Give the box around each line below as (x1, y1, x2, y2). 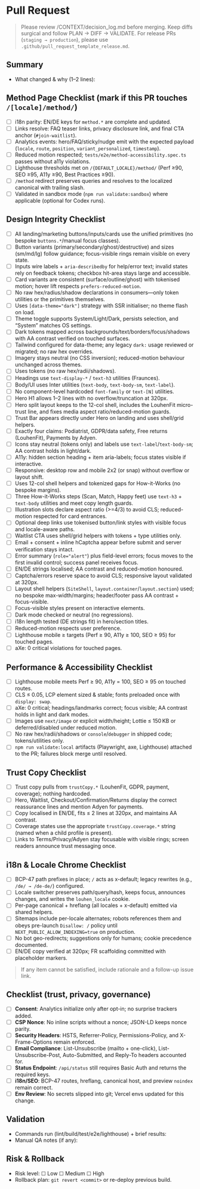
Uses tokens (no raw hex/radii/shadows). (14, 367, 116, 375)
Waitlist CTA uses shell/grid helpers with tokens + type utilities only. (14, 532, 182, 540)
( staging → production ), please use (20, 36, 109, 43)
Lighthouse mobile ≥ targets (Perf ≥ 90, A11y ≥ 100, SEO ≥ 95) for (14, 632, 176, 638)
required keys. (14, 1071, 51, 1078)
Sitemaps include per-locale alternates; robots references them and (14, 915, 181, 922)
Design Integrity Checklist (6, 214, 106, 225)
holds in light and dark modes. (14, 711, 90, 718)
